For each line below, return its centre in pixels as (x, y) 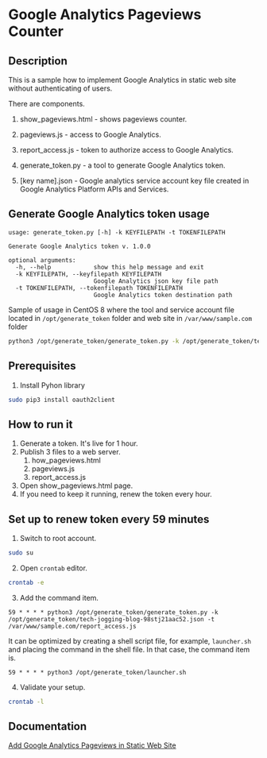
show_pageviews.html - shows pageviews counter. (103, 119)
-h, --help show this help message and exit (110, 267)
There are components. (46, 104)
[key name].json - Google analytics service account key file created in (134, 181)
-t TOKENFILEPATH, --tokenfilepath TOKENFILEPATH (99, 288)
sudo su (21, 553)
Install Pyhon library (52, 385)
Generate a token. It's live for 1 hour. (79, 443)
